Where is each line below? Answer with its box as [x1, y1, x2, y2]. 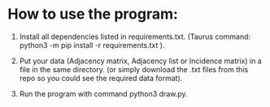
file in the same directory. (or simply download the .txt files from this [19, 64, 249, 74]
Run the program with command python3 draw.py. [19, 88, 188, 98]
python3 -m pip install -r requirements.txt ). [19, 40, 165, 49]
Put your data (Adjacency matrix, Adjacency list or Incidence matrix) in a [19, 56, 262, 66]
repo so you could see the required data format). [19, 73, 183, 83]
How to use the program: [7, 5, 178, 24]
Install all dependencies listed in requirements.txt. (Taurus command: [19, 32, 251, 41]
